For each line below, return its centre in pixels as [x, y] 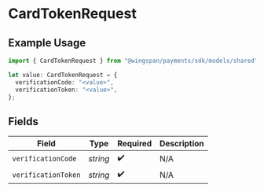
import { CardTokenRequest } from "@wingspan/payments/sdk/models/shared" [133, 61]
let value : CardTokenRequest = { [63, 75]
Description [182, 144]
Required [135, 144]
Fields [24, 122]
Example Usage [47, 43]
